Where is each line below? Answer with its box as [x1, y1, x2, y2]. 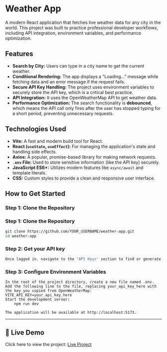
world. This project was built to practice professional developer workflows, [5, 24, 158, 30]
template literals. [12, 170, 47, 176]
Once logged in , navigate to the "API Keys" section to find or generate [5, 257, 162, 262]
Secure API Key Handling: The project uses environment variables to [12, 84, 154, 90]
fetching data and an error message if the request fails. [12, 79, 125, 85]
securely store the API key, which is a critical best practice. [12, 89, 133, 95]
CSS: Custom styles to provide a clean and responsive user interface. [12, 175, 155, 181]
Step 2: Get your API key [5, 245, 66, 252]
